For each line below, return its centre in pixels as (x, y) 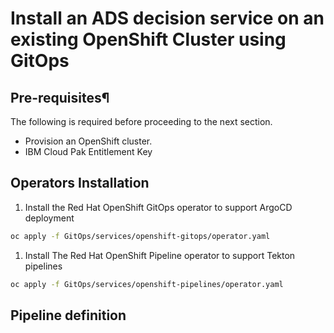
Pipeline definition (68, 315)
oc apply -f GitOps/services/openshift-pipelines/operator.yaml (147, 284)
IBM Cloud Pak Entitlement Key (88, 151)
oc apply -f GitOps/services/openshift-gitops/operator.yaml (140, 236)
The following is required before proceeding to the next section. (141, 121)
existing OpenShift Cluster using (148, 39)
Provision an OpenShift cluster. (88, 141)
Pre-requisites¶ (60, 97)
